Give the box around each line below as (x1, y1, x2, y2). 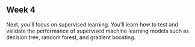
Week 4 (6, 5, 36, 15)
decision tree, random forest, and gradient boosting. (6, 33, 136, 41)
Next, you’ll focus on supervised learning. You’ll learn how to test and (6, 20, 179, 28)
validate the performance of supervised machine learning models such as (6, 27, 190, 34)
